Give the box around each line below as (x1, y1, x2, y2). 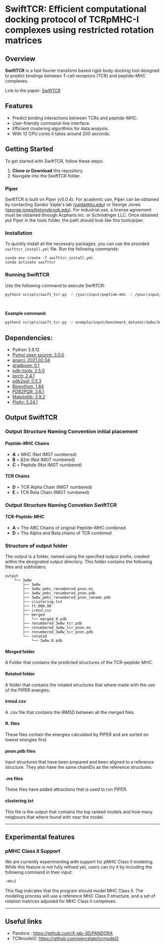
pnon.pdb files (5, 748, 36, 754)
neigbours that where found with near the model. (5, 814, 104, 820)
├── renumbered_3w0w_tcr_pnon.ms (23, 625, 91, 631)
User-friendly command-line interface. (12, 120, 91, 126)
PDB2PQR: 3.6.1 (12, 388, 44, 395)
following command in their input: (5, 869, 73, 876)
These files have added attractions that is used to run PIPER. (5, 786, 128, 792)
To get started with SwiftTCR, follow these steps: (5, 158, 104, 164)
